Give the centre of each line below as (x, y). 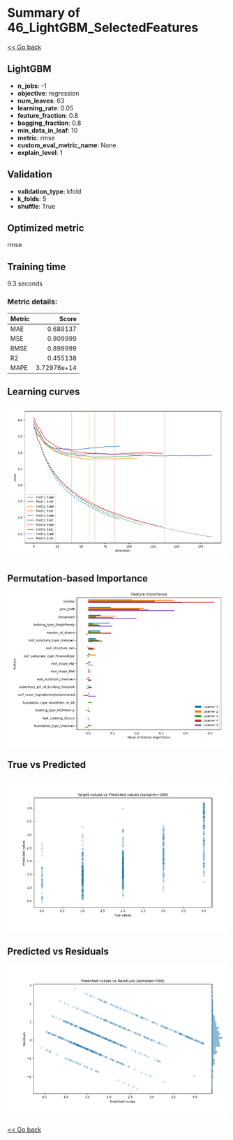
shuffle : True (36, 206)
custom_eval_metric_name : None (67, 145)
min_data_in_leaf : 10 (47, 130)
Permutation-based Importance (78, 578)
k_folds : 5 (32, 199)
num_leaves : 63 (41, 101)
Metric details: (32, 302)
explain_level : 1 (40, 152)
